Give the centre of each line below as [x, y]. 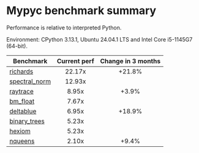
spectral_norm [30, 81]
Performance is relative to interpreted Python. [64, 28]
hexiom [20, 131]
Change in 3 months [130, 61]
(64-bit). [17, 46]
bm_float [22, 101]
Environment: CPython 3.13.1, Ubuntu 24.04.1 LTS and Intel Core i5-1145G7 [99, 39]
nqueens [22, 141]
